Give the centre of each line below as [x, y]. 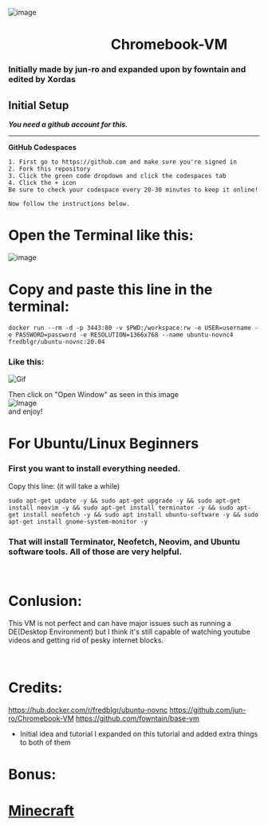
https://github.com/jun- [208, 710]
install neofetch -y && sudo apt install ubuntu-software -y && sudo [141, 514]
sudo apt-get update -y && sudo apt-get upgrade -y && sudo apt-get [124, 501]
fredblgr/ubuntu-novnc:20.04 [57, 342]
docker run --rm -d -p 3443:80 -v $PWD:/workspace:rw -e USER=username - [134, 328]
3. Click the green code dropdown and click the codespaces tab [117, 175]
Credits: [35, 688]
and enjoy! [26, 411]
